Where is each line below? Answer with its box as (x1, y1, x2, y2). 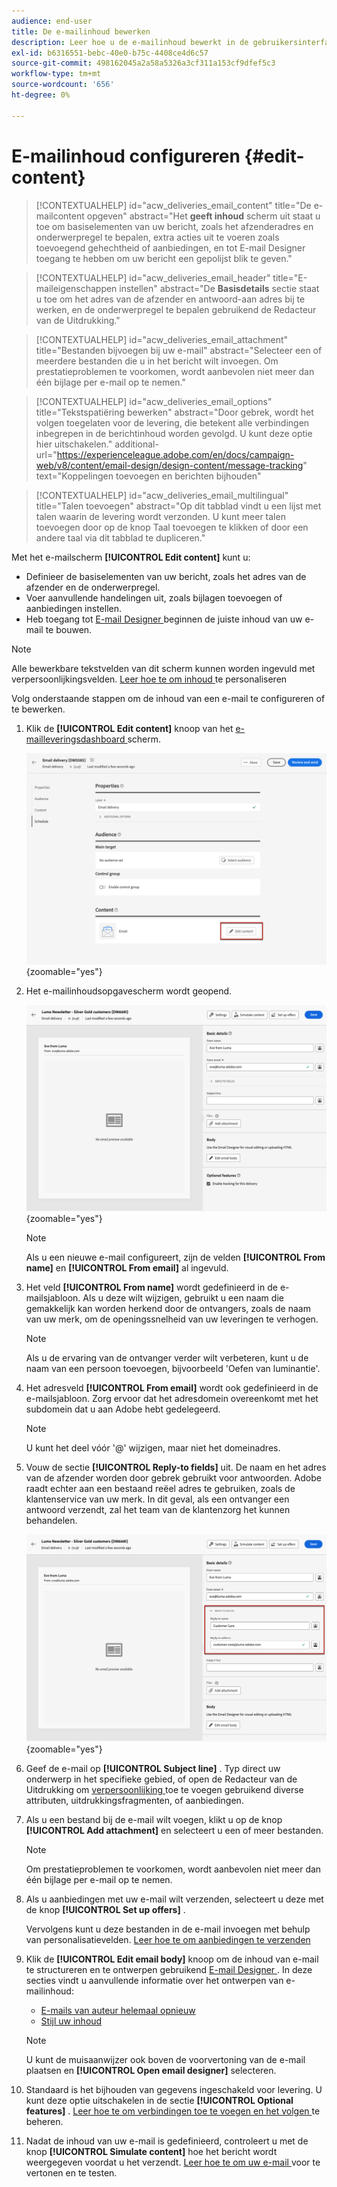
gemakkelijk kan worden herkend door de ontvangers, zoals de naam (25, 1303, 311, 1315)
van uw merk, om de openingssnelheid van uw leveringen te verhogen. (25, 1313, 319, 1325)
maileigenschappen (35, 282, 118, 294)
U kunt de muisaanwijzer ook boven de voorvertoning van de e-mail (25, 2053, 306, 2065)
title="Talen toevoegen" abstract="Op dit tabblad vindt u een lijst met (35, 500, 322, 512)
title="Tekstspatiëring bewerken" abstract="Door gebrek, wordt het (35, 406, 314, 418)
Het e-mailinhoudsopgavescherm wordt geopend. (25, 985, 233, 997)
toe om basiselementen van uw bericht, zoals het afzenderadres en (35, 220, 314, 232)
